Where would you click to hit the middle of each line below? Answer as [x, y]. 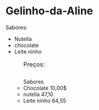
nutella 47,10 [38, 94]
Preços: [34, 64]
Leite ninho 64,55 [44, 100]
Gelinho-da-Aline [49, 11]
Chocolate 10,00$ [45, 88]
